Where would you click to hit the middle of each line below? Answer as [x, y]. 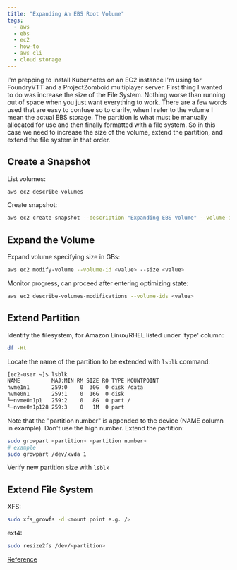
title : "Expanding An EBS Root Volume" [66, 14]
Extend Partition [43, 318]
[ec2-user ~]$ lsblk [38, 374]
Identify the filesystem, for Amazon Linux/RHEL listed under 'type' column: [116, 335]
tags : [15, 20]
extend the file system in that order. [59, 140]
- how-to [26, 47]
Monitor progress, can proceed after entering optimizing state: [98, 283]
